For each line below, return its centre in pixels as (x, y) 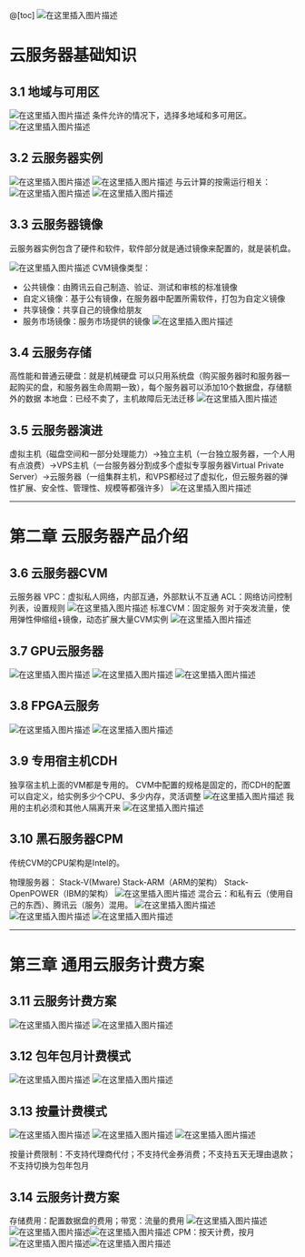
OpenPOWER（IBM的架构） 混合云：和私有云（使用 (148, 893)
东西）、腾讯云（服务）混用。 (79, 905)
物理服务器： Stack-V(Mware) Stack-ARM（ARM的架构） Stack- (129, 882)
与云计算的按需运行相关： (222, 181)
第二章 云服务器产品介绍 (99, 537)
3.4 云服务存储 (51, 353)
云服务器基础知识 (74, 56)
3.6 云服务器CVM (59, 573)
